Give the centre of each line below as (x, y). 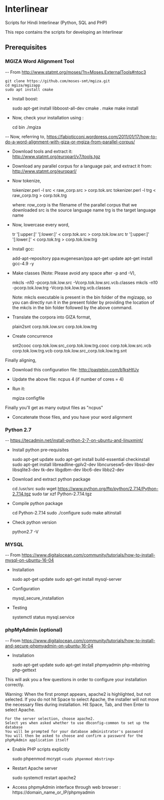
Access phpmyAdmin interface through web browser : (66, 787)
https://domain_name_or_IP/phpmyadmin (53, 792)
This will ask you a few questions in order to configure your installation (76, 679)
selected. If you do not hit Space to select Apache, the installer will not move (82, 699)
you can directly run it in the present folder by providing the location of (83, 302)
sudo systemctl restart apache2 (44, 777)
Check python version (34, 522)
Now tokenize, (27, 181)
